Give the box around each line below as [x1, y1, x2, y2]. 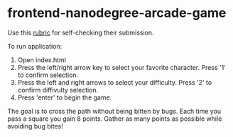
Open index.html [17, 55, 66, 64]
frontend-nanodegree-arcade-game [7, 5, 227, 21]
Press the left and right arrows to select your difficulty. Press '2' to [17, 78, 212, 86]
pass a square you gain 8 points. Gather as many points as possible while [7, 114, 222, 123]
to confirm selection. [17, 71, 79, 79]
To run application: [7, 42, 63, 50]
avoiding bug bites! [7, 121, 64, 130]
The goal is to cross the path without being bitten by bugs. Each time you [7, 107, 222, 115]
